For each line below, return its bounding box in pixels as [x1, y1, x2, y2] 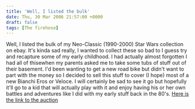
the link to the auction [6, 97, 58, 104]
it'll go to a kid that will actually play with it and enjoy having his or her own [6, 84, 186, 91]
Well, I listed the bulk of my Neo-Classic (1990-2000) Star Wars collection [6, 41, 184, 48]
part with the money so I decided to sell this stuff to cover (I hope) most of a [6, 72, 189, 79]
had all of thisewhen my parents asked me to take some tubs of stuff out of [6, 59, 187, 66]
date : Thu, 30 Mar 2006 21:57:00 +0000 [6, 14, 103, 20]
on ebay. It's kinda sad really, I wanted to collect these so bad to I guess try [6, 47, 187, 54]
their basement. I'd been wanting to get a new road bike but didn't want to [6, 65, 184, 73]
